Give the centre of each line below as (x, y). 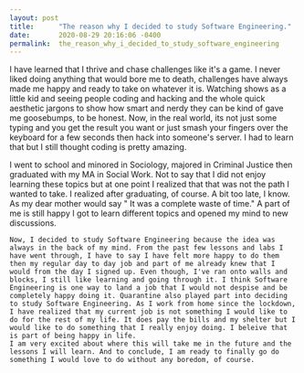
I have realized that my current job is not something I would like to (148, 312)
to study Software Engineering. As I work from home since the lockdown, (153, 304)
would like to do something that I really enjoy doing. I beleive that (148, 328)
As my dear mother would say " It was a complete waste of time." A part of (150, 204)
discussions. (33, 223)
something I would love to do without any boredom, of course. (132, 360)
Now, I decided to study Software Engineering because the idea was (142, 240)
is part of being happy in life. (73, 336)
